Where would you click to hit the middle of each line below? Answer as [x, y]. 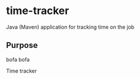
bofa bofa [18, 59]
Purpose [22, 45]
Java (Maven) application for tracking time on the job [70, 27]
